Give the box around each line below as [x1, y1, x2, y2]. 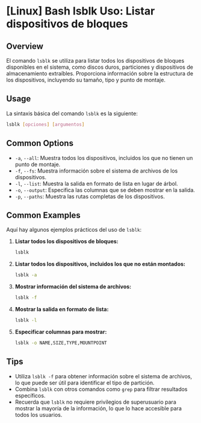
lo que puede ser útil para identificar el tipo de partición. [14, 379, 155, 386]
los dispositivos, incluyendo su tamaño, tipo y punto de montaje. [6, 77, 165, 83]
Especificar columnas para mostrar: [14, 328, 107, 336]
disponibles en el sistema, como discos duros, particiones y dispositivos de [6, 63, 194, 71]
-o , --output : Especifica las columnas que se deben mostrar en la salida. [14, 186, 196, 194]
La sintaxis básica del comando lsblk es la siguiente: [6, 110, 138, 117]
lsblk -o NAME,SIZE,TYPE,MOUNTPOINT [14, 340, 107, 346]
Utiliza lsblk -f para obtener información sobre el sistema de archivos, [14, 372, 193, 380]
